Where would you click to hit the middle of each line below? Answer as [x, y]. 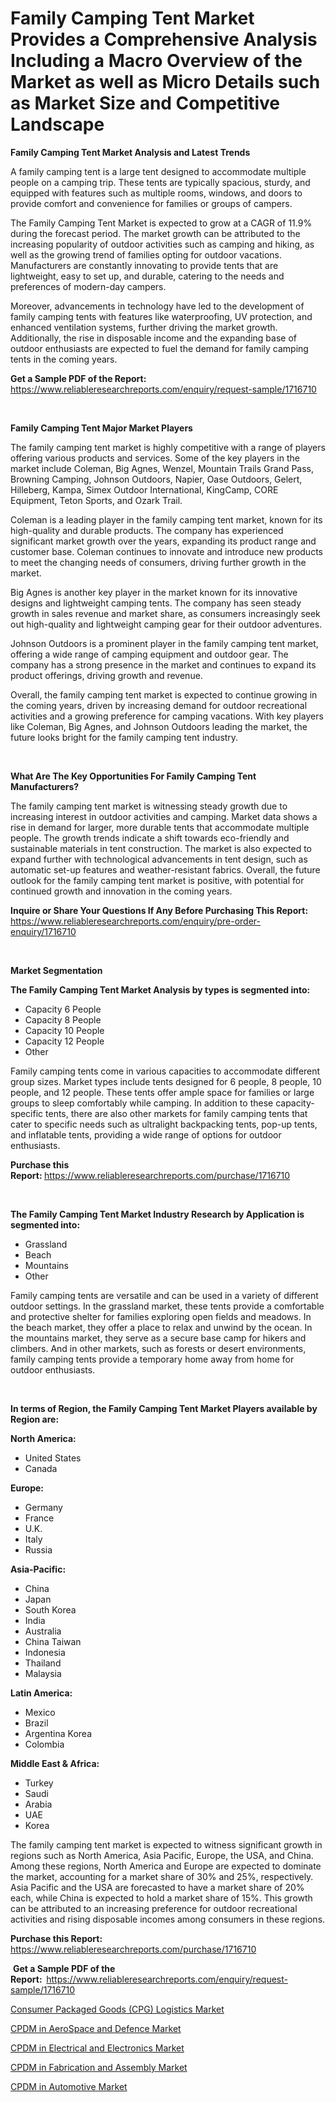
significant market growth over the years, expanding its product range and [163, 541]
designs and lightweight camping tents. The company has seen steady [156, 603]
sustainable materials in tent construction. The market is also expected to [161, 848]
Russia [38, 1549]
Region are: [35, 1419]
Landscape [57, 124]
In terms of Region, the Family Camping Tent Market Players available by [164, 1408]
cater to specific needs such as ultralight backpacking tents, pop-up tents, [164, 1124]
